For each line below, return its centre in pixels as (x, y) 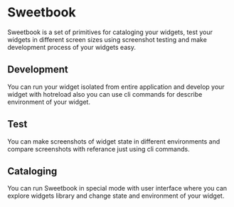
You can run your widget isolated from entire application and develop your (116, 87)
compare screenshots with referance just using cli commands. (99, 149)
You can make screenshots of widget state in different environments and (114, 141)
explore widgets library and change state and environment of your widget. (116, 196)
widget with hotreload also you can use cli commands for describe (105, 94)
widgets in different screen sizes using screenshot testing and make (107, 39)
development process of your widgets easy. (72, 47)
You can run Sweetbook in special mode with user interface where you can (117, 189)
